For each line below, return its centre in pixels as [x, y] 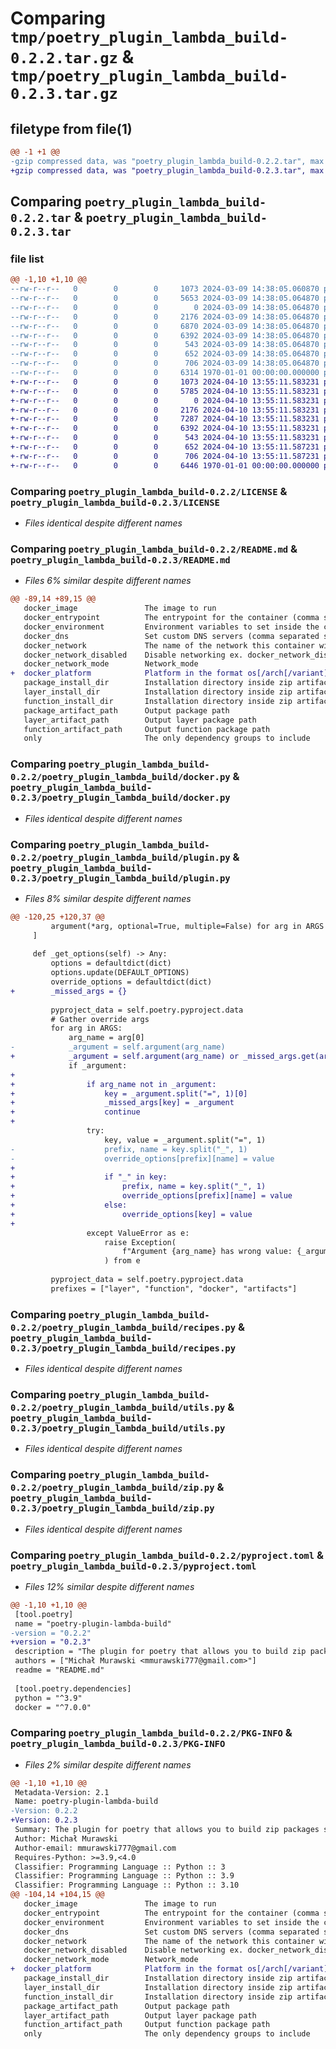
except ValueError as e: [138, 1233]
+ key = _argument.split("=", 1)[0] [129, 1093]
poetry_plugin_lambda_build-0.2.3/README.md [120, 560]
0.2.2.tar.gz [64, 58]
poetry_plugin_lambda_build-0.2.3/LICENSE [115, 502]
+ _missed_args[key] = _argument [122, 1103]
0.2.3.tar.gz [64, 94]
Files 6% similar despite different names [108, 581]
